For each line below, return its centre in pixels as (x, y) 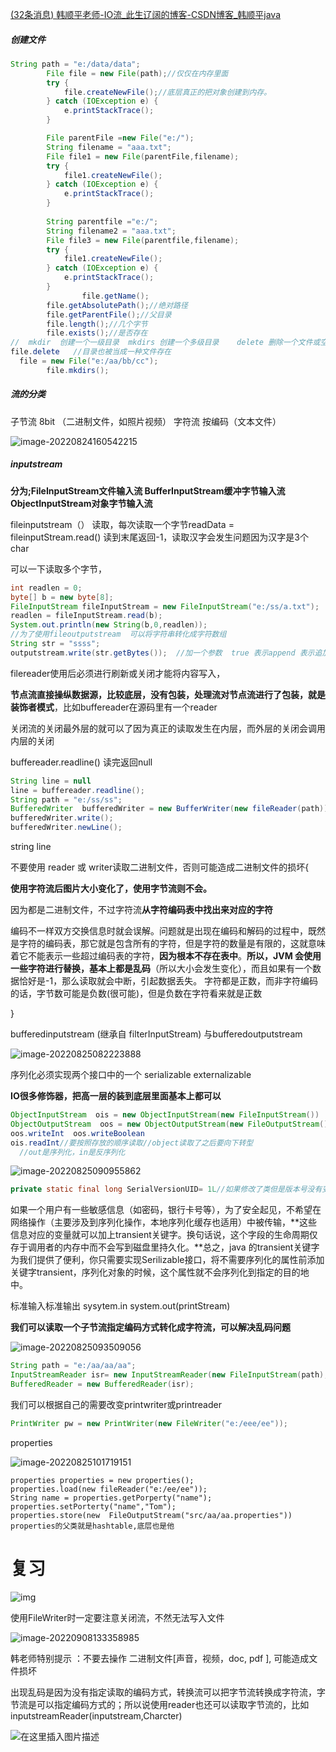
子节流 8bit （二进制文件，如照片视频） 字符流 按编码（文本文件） (146, 421)
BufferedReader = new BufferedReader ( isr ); (102, 1384)
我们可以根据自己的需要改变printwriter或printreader (116, 1404)
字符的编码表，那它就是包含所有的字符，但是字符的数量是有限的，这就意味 (172, 944)
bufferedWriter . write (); (62, 818)
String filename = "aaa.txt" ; (109, 147)
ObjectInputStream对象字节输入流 (81, 503)
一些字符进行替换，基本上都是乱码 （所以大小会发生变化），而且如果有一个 (161, 969)
